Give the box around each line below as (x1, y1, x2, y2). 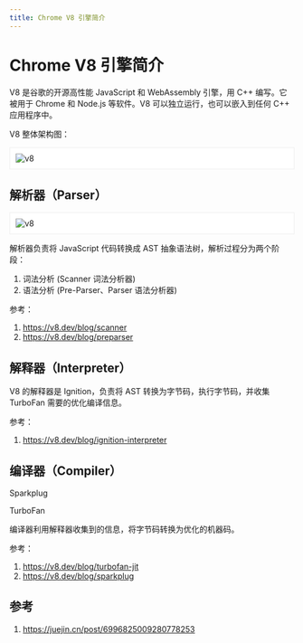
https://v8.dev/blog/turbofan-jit (22, 562, 139, 572)
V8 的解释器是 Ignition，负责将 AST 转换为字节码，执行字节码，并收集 (9, 386, 270, 397)
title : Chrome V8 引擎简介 (9, 13, 106, 23)
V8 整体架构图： (9, 128, 71, 139)
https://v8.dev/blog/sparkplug (22, 571, 135, 582)
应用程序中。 (9, 109, 57, 120)
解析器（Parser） (9, 187, 107, 203)
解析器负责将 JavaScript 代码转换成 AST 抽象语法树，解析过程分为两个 (9, 243, 272, 254)
